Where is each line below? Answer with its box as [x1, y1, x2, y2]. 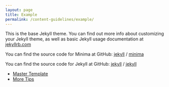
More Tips [12, 76, 35, 82]
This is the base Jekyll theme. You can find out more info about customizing [5, 31, 164, 37]
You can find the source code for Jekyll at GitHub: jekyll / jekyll [5, 61, 137, 67]
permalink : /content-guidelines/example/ [5, 17, 94, 22]
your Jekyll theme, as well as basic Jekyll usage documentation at [5, 36, 144, 42]
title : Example [5, 12, 38, 17]
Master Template [12, 71, 48, 77]
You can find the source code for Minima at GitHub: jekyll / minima [5, 51, 144, 57]
